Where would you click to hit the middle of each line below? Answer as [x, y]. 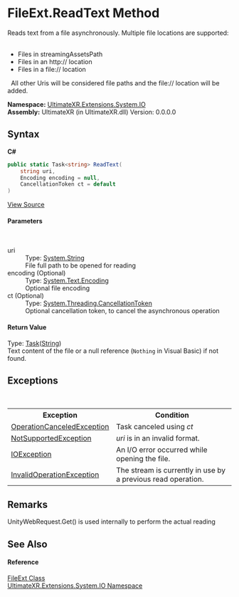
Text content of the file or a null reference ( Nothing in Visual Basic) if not [113, 351]
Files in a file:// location [52, 69]
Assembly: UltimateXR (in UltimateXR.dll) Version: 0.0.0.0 [92, 112]
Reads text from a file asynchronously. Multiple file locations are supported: [118, 33]
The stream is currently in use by [171, 470]
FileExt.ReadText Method [84, 13]
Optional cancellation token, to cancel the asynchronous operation [123, 311]
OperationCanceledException [60, 427]
